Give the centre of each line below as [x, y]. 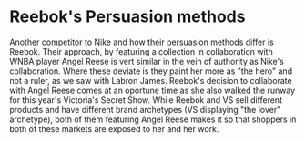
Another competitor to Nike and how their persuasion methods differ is [142, 42]
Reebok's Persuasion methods [127, 17]
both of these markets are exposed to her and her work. [114, 128]
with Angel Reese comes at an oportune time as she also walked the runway [152, 90]
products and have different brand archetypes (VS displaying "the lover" [145, 109]
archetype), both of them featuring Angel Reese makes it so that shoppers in [153, 119]
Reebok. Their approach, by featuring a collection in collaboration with [141, 51]
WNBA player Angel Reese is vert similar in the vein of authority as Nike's [147, 61]
